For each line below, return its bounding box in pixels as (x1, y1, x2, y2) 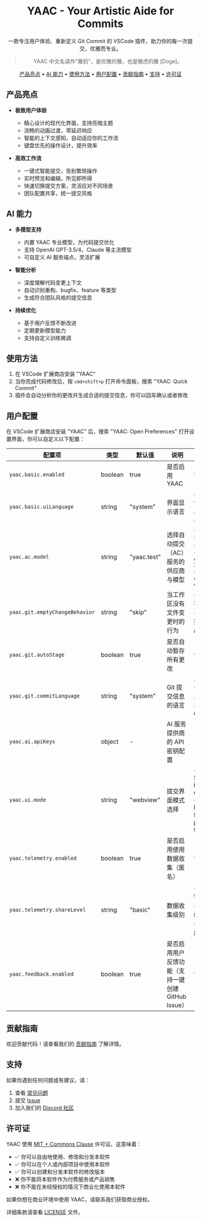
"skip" (129, 608, 147, 617)
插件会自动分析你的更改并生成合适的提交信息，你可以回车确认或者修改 (14, 392, 188, 399)
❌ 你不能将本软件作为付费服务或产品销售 (14, 1176, 115, 1183)
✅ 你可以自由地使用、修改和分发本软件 (14, 1153, 111, 1160)
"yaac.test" (129, 553, 162, 561)
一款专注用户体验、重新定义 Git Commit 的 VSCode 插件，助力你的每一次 (8, 37, 188, 44)
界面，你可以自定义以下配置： (11, 436, 85, 443)
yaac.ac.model (9, 553, 50, 561)
